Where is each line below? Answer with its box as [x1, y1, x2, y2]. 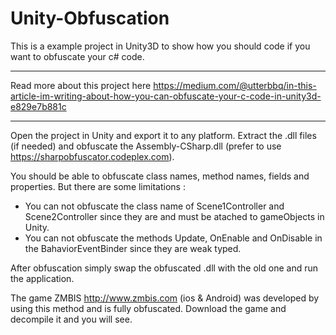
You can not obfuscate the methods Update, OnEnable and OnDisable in [24, 232, 323, 244]
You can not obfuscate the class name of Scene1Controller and [24, 200, 285, 212]
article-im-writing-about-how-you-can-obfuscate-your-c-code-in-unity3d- [10, 90, 322, 102]
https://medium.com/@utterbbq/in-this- [153, 79, 317, 91]
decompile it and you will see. [10, 313, 133, 325]
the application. [10, 272, 75, 284]
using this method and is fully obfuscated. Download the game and [10, 302, 287, 314]
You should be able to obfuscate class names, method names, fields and [10, 170, 310, 182]
